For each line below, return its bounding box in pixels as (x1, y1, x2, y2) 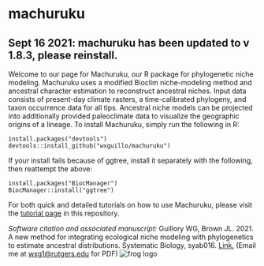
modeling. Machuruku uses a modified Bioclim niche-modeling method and (8, 78, 252, 87)
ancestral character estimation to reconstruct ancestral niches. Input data (8, 86, 247, 96)
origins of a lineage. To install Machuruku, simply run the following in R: (8, 120, 240, 129)
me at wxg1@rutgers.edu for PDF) (8, 249, 118, 258)
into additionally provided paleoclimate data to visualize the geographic (8, 111, 240, 121)
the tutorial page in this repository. (8, 208, 120, 218)
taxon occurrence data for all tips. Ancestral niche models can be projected (8, 103, 254, 112)
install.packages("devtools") (8, 135, 108, 143)
